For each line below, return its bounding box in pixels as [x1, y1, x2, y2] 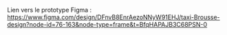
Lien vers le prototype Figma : [7, 6, 92, 14]
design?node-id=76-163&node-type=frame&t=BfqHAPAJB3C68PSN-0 [7, 21, 208, 28]
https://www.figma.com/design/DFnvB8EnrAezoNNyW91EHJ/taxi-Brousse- [7, 13, 220, 21]
